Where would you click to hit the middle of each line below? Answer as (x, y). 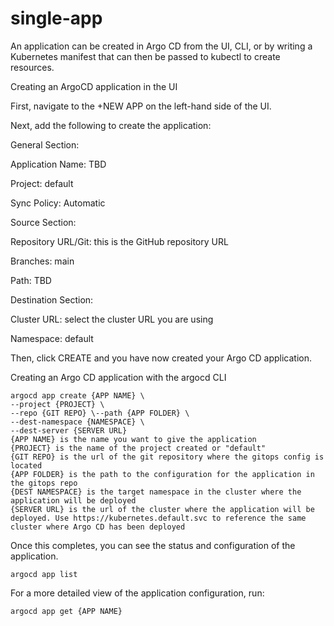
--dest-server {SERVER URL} (69, 430)
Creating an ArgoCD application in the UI (94, 86)
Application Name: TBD (58, 164)
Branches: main (42, 261)
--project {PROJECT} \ (57, 404)
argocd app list (44, 574)
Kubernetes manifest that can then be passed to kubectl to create (145, 56)
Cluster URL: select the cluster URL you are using (112, 319)
